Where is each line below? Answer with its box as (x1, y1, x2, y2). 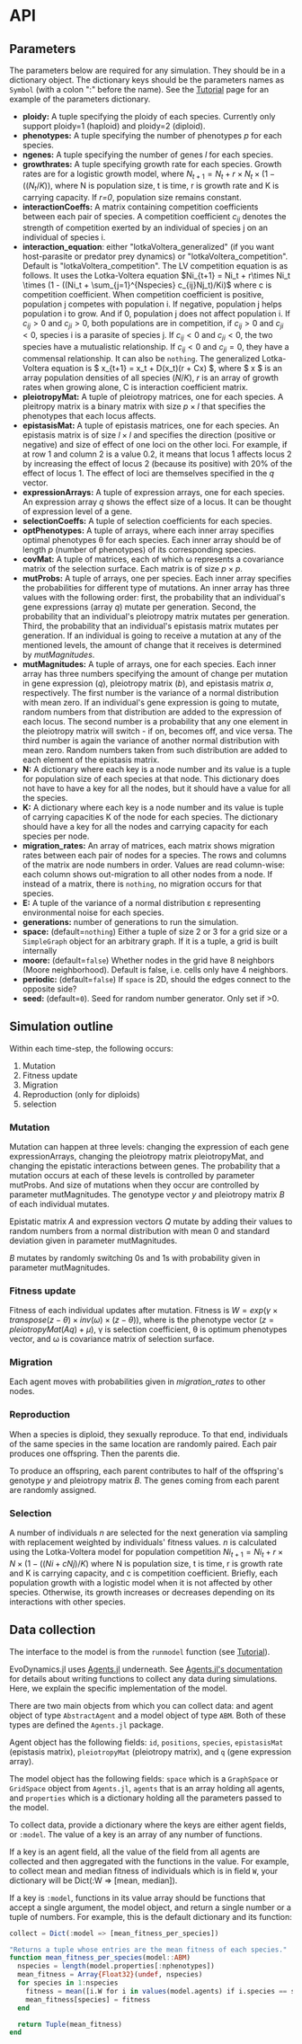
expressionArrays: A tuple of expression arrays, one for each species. (22, 486, 286, 497)
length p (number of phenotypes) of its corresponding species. (22, 544, 256, 555)
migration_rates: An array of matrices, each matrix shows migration (22, 840, 276, 850)
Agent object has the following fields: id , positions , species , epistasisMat (9, 1737, 284, 1747)
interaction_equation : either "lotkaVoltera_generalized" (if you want (22, 242, 274, 253)
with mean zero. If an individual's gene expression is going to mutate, (22, 697, 280, 707)
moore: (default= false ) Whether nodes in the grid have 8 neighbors (22, 955, 275, 965)
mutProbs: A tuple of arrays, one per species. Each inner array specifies (22, 573, 292, 583)
